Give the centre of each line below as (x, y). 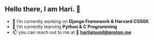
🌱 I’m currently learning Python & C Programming (65, 26)
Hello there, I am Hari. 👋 (43, 9)
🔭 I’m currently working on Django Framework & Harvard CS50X (80, 21)
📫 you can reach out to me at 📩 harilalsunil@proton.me (72, 32)
